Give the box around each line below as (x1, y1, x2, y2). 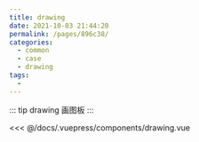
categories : (9, 37, 53, 47)
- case (17, 54, 42, 63)
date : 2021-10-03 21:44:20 (9, 21, 109, 30)
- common (17, 46, 50, 55)
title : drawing (9, 12, 66, 22)
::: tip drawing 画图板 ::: (9, 104, 94, 115)
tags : (9, 71, 29, 80)
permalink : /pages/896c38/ (9, 29, 109, 38)
